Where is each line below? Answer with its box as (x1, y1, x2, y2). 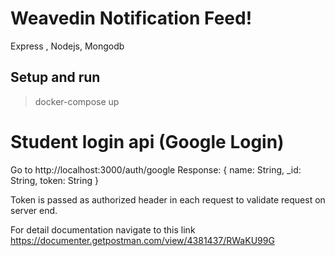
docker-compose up (34, 95, 120, 107)
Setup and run (10, 69, 101, 86)
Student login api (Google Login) (10, 130, 285, 153)
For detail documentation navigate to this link (10, 223, 196, 236)
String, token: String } (10, 174, 99, 186)
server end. (10, 204, 58, 216)
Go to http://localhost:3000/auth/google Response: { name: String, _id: (10, 163, 302, 176)
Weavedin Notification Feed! (10, 7, 253, 30)
